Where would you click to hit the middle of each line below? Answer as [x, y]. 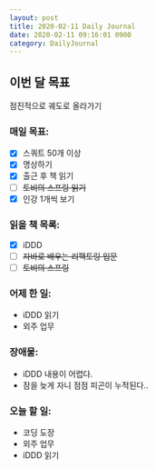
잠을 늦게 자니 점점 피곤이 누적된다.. [85, 385]
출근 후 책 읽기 [48, 176]
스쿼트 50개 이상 [52, 153]
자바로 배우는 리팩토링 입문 [70, 256]
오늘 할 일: [30, 411]
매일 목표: [29, 131]
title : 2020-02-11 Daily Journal [73, 26]
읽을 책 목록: [35, 225]
